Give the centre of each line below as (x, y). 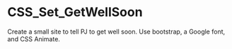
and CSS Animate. (34, 38)
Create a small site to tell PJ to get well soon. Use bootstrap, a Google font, (116, 31)
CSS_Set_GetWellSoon (75, 12)
